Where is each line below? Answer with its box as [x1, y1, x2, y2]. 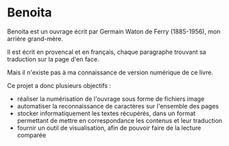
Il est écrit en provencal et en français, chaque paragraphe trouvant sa [7, 48, 206, 56]
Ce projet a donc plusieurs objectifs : [7, 81, 112, 89]
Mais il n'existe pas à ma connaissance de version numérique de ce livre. [7, 68, 214, 76]
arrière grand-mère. [7, 34, 64, 42]
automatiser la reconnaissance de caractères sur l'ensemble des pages [16, 102, 219, 110]
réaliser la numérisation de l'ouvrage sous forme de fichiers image [16, 94, 205, 103]
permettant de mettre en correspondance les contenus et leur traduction [16, 116, 223, 124]
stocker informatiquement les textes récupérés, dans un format [16, 109, 196, 117]
